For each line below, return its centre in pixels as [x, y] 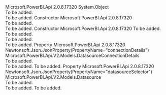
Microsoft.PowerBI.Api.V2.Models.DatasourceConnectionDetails [72, 55]
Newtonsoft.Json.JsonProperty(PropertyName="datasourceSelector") [79, 72]
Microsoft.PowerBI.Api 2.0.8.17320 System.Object [57, 7]
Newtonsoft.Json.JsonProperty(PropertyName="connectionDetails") [77, 50]
